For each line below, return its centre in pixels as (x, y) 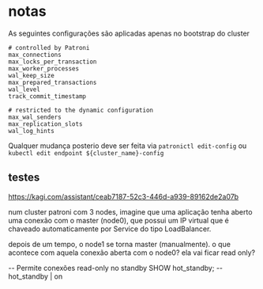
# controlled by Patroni (49, 48)
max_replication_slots (45, 124)
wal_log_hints (32, 131)
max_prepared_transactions (53, 82)
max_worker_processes (44, 68)
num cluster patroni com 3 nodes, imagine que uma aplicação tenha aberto (130, 211)
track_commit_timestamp (47, 96)
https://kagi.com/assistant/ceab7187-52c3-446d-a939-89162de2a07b (124, 196)
